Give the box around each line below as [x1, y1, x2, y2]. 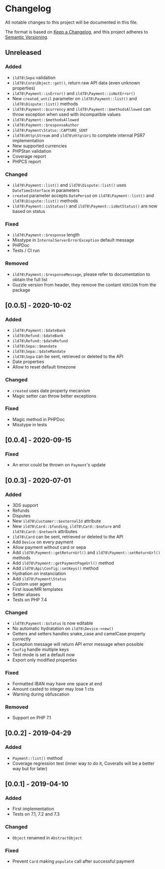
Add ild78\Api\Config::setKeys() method [12, 565, 99, 571]
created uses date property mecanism [12, 387, 90, 393]
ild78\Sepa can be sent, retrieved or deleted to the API [12, 354, 124, 360]
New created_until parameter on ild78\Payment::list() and [12, 95, 137, 101]
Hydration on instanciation [12, 571, 66, 577]
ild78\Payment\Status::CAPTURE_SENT [12, 128, 88, 133]
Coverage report [12, 153, 46, 159]
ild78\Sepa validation [12, 75, 56, 81]
